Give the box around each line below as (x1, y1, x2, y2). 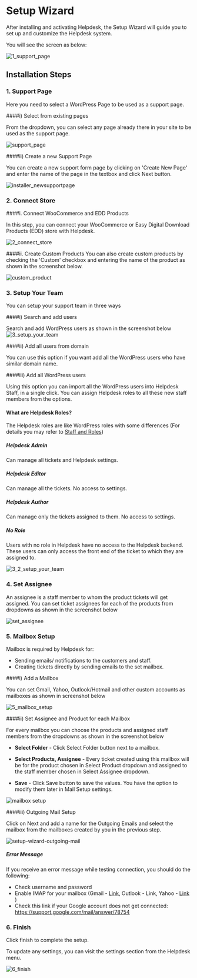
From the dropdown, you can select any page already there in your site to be (6, 124, 192, 131)
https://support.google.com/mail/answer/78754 (14, 908, 131, 916)
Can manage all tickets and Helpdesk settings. (6, 457, 119, 464)
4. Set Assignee (6, 580, 52, 588)
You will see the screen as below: (6, 41, 87, 48)
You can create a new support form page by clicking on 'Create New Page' (6, 164, 188, 171)
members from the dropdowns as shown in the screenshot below (6, 733, 164, 740)
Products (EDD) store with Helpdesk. (6, 227, 95, 234)
